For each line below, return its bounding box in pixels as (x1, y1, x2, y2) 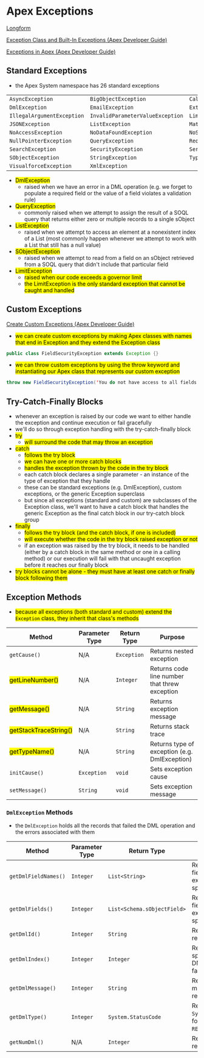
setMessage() (9, 786, 47, 794)
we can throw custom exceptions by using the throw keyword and (15, 361, 180, 369)
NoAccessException (9, 129, 63, 136)
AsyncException (9, 96, 53, 102)
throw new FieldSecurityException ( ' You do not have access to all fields (6, 379, 197, 386)
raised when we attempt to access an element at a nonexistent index (24, 228, 196, 236)
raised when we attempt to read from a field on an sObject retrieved (24, 254, 194, 261)
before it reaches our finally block (24, 561, 109, 569)
